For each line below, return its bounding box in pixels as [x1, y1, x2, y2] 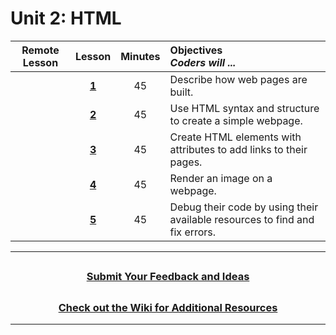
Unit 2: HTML [10, 7, 122, 30]
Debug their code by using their [169, 200, 319, 214]
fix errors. [169, 225, 217, 239]
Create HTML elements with [169, 130, 302, 144]
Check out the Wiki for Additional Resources [58, 300, 278, 314]
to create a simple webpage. [169, 113, 303, 127]
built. [169, 85, 194, 99]
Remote [21, 43, 60, 57]
